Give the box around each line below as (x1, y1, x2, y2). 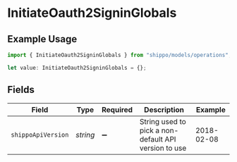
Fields (7, 84, 35, 96)
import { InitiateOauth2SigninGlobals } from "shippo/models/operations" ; (7, 51, 232, 58)
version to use (139, 143, 187, 153)
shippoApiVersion (11, 130, 69, 139)
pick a (139, 125, 160, 135)
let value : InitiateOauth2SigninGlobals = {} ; (7, 64, 147, 71)
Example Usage (7, 33, 78, 45)
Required (101, 104, 133, 114)
